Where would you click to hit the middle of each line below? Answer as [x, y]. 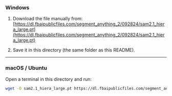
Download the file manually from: [48, 19]
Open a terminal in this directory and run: [49, 79]
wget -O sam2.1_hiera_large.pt [39, 88]
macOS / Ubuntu [26, 68]
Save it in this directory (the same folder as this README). [74, 50]
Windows [17, 8]
